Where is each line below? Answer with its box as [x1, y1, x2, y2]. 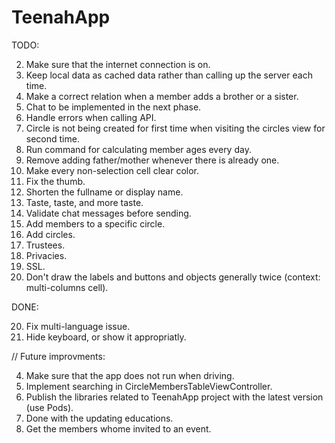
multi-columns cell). [25, 281, 109, 293]
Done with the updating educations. [25, 412, 174, 424]
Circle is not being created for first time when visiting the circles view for [25, 122, 326, 134]
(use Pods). [25, 401, 74, 413]
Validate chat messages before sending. [25, 207, 192, 219]
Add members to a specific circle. [25, 217, 166, 230]
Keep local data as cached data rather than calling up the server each [25, 69, 313, 81]
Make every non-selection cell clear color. [25, 164, 200, 176]
